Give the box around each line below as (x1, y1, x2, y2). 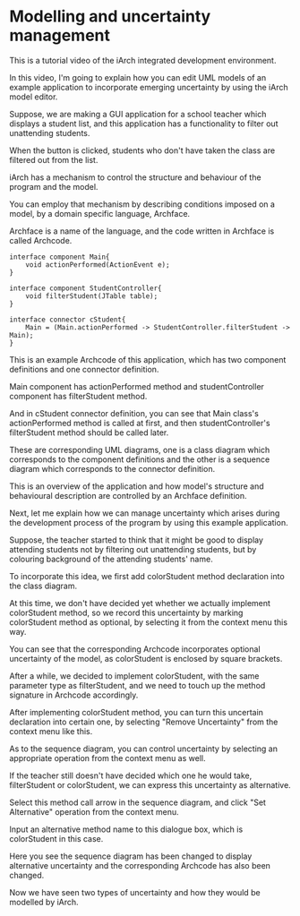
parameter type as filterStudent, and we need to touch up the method (9, 680, 266, 690)
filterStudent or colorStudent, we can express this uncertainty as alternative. (9, 779, 291, 790)
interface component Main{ (9, 253, 110, 261)
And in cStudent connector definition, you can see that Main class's (9, 407, 260, 418)
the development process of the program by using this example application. (9, 517, 288, 527)
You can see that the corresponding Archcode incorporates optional (9, 643, 261, 655)
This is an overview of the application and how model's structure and (9, 481, 264, 492)
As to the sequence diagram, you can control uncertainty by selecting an (9, 743, 278, 754)
